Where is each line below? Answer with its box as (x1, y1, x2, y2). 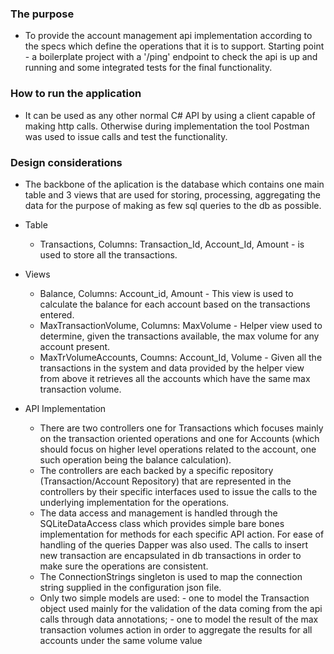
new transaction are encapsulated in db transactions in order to (39, 549, 302, 561)
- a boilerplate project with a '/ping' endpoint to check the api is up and (24, 51, 318, 63)
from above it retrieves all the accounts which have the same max (39, 372, 311, 384)
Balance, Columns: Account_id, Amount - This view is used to (39, 287, 294, 299)
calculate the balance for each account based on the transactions (39, 298, 311, 310)
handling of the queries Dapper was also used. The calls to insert (39, 538, 308, 551)
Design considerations (10, 155, 123, 169)
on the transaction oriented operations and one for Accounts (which (39, 432, 320, 444)
